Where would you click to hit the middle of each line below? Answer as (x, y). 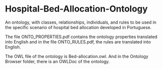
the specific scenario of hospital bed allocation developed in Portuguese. (78, 27)
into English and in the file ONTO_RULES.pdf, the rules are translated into (78, 41)
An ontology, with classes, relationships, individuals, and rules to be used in (81, 22)
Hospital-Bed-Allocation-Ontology (76, 9)
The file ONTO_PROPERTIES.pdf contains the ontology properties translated (81, 37)
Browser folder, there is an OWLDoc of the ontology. (57, 61)
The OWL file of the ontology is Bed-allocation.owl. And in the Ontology (77, 56)
